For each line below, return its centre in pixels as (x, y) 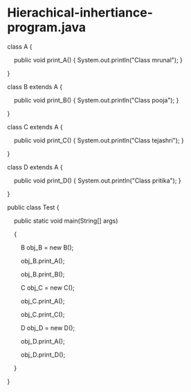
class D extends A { (35, 167)
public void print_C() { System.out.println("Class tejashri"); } (99, 140)
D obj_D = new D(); (48, 328)
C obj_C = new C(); (47, 288)
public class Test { (34, 207)
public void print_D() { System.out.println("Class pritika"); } (97, 180)
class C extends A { (35, 127)
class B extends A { (35, 86)
